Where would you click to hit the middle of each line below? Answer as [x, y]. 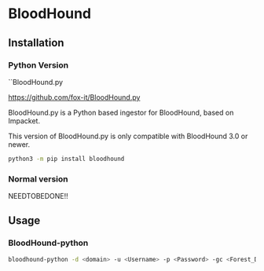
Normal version [38, 179]
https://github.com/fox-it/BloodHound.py [74, 97]
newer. [19, 144]
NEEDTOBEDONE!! [38, 196]
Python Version [38, 65]
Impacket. [24, 121]
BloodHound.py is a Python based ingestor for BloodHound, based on [121, 112]
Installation [36, 43]
